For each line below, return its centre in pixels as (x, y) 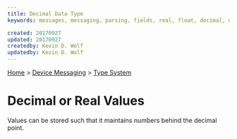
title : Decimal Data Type (45, 14)
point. (16, 128)
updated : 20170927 (34, 39)
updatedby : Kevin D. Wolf (45, 53)
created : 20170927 (34, 33)
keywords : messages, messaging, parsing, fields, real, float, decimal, (116, 20)
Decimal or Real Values (76, 101)
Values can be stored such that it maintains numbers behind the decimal (112, 120)
